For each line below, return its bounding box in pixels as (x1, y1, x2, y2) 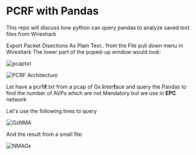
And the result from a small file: (6, 130, 84, 138)
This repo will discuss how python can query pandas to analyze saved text (6, 24, 190, 31)
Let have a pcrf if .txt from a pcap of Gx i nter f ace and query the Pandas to (6, 83, 186, 90)
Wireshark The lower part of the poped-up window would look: (6, 48, 161, 55)
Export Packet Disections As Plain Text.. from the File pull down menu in (6, 42, 183, 49)
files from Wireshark (6, 30, 57, 37)
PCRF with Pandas (6, 4, 99, 18)
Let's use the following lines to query (6, 107, 97, 114)
